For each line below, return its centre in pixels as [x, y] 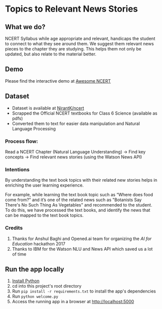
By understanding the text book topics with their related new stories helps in [81, 180]
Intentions [17, 170]
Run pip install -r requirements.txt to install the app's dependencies [84, 291]
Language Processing [34, 129]
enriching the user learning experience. [44, 185]
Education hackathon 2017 [39, 243]
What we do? [25, 27]
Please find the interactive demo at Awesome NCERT [58, 81]
